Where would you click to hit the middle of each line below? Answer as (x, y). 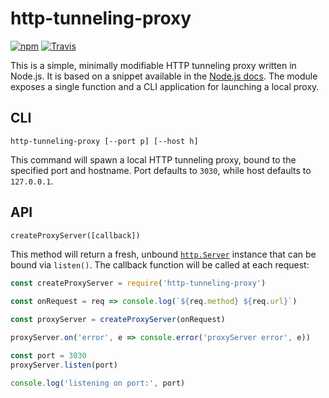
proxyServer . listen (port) (64, 365)
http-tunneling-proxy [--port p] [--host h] (104, 141)
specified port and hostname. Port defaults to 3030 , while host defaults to (161, 170)
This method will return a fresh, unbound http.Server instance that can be (163, 254)
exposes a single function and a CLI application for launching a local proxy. (165, 86)
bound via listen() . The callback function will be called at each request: (160, 264)
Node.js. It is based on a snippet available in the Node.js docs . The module (164, 76)
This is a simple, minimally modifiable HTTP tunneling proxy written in (153, 65)
